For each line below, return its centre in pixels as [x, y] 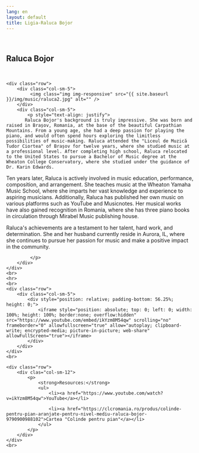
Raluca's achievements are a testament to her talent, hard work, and [90, 228]
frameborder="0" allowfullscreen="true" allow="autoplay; [79, 325]
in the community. [28, 247]
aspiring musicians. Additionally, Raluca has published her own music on [95, 197]
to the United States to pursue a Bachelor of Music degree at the [91, 157]
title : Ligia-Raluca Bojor [40, 23]
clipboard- [168, 325]
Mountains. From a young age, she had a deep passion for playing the [95, 131]
